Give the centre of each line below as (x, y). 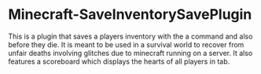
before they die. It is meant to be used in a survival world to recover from (126, 44)
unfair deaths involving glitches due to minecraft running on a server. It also (130, 53)
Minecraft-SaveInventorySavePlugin (130, 15)
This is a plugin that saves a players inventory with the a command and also (130, 36)
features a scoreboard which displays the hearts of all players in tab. (119, 61)
